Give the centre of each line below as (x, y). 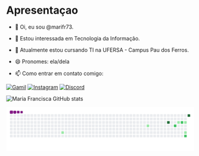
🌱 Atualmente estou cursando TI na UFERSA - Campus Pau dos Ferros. (102, 50)
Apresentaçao (42, 10)
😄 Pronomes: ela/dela (42, 61)
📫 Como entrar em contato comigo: (59, 73)
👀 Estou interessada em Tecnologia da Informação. (77, 38)
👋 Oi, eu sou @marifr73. (44, 27)
